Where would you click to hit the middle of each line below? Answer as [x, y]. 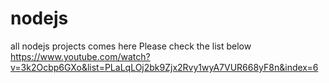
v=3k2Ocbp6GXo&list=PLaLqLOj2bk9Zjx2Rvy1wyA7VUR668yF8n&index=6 [164, 67]
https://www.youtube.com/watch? [80, 56]
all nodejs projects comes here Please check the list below [131, 46]
